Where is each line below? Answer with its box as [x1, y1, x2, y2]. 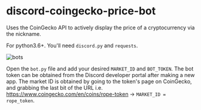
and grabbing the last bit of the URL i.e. [6, 84, 103, 91]
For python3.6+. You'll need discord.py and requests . [6, 42, 138, 49]
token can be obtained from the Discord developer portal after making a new [6, 71, 195, 78]
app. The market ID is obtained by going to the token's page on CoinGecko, [6, 78, 193, 85]
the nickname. [6, 30, 41, 37]
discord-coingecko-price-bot [6, 4, 156, 18]
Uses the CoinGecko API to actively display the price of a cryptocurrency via [6, 24, 195, 31]
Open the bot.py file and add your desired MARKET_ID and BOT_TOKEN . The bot [6, 65, 194, 72]
